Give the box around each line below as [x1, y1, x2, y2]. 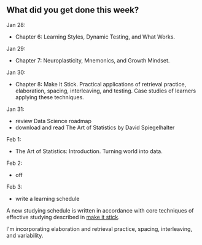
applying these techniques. [15, 93, 84, 100]
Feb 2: [6, 159, 23, 167]
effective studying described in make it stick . [6, 213, 120, 221]
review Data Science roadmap [15, 117, 92, 124]
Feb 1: [6, 135, 21, 143]
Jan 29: [6, 45, 26, 52]
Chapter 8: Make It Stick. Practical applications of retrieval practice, [15, 80, 187, 88]
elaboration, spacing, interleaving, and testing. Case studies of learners [15, 87, 196, 94]
